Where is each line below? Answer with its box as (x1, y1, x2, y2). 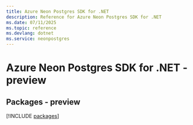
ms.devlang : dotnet (6, 31, 54, 36)
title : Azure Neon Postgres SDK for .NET (6, 8, 109, 15)
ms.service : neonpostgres (6, 36, 69, 42)
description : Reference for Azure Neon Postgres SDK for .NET (6, 14, 162, 20)
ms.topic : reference (6, 25, 57, 31)
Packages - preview (6, 97, 81, 107)
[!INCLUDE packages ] (6, 113, 59, 119)
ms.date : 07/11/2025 (6, 19, 57, 25)
